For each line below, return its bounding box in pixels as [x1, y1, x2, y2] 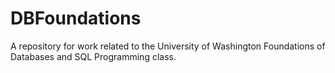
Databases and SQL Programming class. [10, 50, 177, 62]
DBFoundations [10, 7, 142, 30]
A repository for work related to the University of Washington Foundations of [10, 40, 326, 52]
